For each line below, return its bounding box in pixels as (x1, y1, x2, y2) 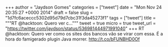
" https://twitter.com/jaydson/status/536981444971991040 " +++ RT (5, 25, 145, 31)
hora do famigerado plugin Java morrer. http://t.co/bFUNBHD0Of (5, 36, 140, 42)
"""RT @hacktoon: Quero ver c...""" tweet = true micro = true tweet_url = (5, 20, 156, 26)
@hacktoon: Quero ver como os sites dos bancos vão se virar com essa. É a (5, 31, 163, 36)
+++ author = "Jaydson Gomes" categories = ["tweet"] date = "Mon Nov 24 (5, 4, 162, 10)
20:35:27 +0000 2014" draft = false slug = (5, 9, 93, 15)
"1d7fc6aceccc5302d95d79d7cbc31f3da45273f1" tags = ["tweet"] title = (5, 15, 156, 20)
